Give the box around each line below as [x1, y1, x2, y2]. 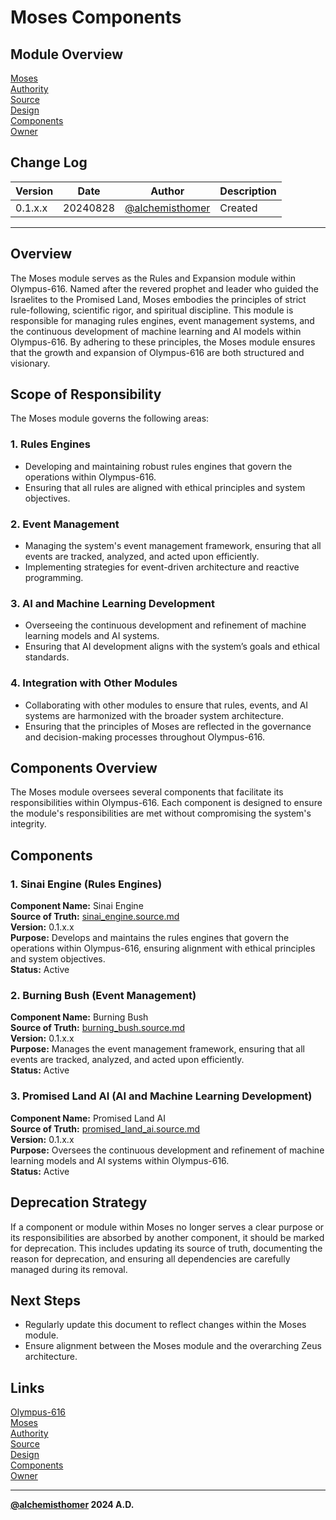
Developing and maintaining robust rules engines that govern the [24, 460, 293, 472]
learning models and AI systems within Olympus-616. [10, 1154, 230, 1166]
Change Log [10, 154, 88, 171]
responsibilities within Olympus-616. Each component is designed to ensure [10, 797, 323, 809]
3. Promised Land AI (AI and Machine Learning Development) [10, 1089, 313, 1103]
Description [219, 184, 277, 198]
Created [219, 201, 258, 215]
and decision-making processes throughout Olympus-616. [24, 731, 266, 743]
